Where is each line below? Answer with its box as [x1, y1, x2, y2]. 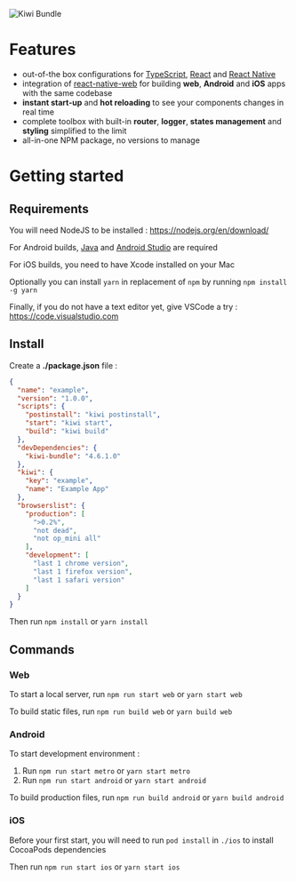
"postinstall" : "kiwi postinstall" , [25, 410, 162, 419]
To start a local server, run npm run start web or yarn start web [9, 688, 243, 699]
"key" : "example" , [25, 476, 93, 486]
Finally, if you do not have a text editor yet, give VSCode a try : [9, 301, 238, 312]
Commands [9, 642, 76, 657]
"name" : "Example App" [25, 485, 109, 494]
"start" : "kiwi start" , [25, 418, 114, 428]
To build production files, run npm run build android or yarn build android [9, 792, 284, 803]
